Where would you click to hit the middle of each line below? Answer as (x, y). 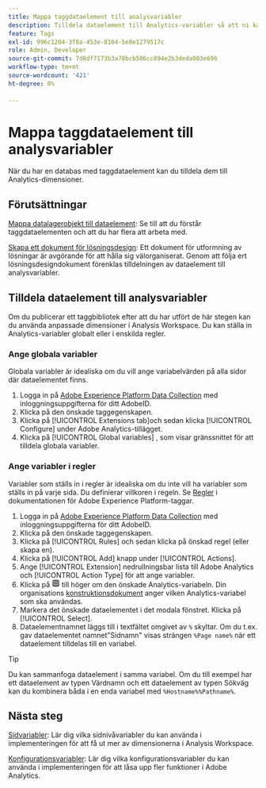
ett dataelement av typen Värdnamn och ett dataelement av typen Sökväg (129, 682)
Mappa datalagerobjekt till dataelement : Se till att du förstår (105, 224)
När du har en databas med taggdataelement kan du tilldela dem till (118, 171)
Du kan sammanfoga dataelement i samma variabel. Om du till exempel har (130, 674)
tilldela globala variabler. (59, 446)
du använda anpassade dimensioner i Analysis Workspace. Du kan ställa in (130, 325)
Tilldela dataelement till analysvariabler (108, 298)
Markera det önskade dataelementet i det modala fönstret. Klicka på (130, 609)
